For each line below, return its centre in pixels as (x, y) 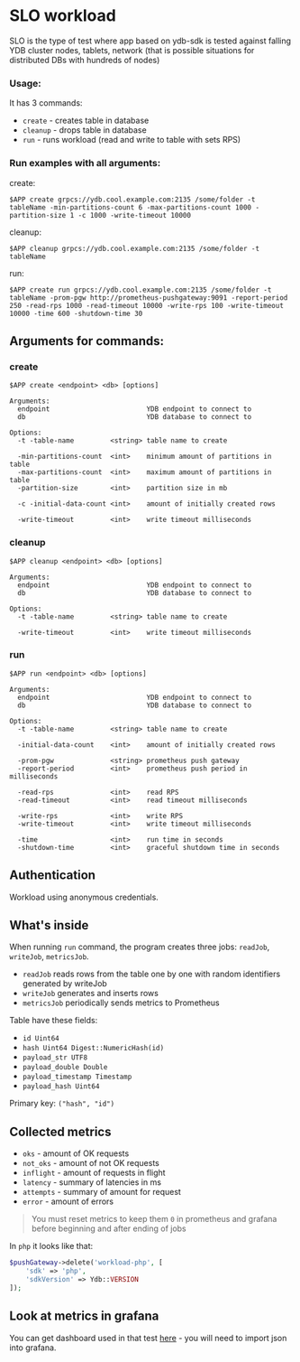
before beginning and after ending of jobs (109, 1228)
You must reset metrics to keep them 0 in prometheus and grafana (154, 1219)
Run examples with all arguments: (85, 163)
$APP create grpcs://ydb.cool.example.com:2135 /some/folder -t (132, 200)
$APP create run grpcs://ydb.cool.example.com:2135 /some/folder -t (141, 290)
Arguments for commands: (87, 341)
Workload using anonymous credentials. (84, 897)
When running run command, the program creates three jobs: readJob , (140, 947)
